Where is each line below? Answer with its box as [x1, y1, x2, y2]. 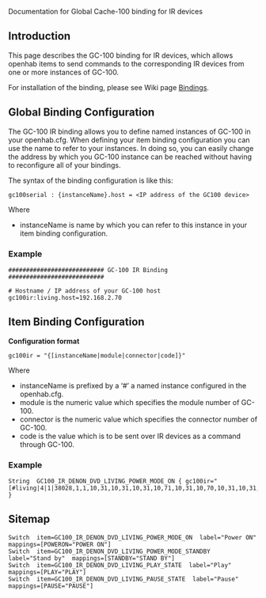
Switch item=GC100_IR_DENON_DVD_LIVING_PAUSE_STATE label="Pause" [8, 575, 239, 583]
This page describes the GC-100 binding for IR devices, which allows [8, 51, 234, 60]
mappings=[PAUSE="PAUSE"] [8, 581, 93, 590]
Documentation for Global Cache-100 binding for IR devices [8, 7, 203, 16]
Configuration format [8, 336, 80, 346]
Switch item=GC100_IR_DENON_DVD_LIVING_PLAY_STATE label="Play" [8, 561, 232, 569]
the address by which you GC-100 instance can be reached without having [8, 152, 252, 161]
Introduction [8, 29, 71, 43]
